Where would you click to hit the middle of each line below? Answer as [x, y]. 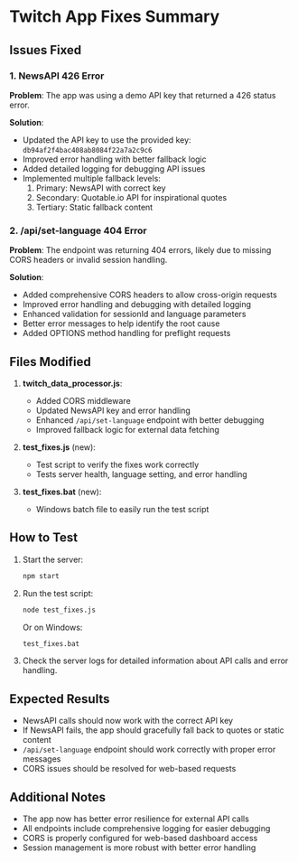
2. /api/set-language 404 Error [78, 230]
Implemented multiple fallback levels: [91, 178]
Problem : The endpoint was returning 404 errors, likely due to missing [140, 250]
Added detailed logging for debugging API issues [114, 168]
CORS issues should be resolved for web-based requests [129, 769]
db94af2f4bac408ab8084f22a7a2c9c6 [87, 150]
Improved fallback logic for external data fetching [127, 429]
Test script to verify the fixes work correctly [117, 464]
